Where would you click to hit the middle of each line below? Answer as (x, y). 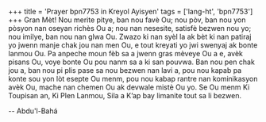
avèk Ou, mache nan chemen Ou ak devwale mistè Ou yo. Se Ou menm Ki (129, 87)
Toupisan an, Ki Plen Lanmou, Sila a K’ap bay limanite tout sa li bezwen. (125, 95)
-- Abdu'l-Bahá (33, 111)
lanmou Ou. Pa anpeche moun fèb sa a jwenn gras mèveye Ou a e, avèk (126, 53)
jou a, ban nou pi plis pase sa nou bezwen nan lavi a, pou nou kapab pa (125, 70)
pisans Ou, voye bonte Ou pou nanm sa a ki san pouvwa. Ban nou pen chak (132, 62)
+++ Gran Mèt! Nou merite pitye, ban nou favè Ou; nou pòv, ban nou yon (127, 20)
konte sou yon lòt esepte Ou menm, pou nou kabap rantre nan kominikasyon (133, 79)
